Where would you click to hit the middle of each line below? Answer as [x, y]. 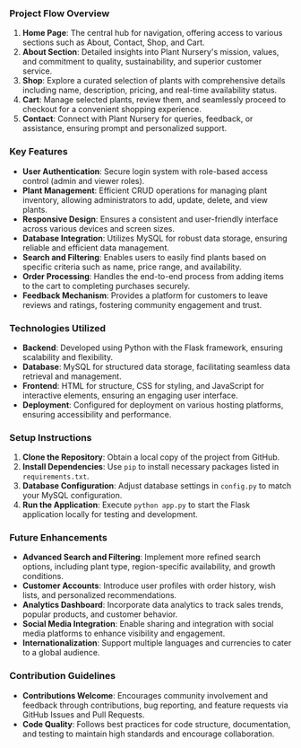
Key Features [39, 152]
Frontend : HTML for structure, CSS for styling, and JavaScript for [143, 385]
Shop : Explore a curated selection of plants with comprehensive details [154, 81]
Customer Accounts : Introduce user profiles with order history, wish [149, 585]
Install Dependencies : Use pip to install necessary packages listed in [150, 467]
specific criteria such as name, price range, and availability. [132, 267]
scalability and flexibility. [68, 356]
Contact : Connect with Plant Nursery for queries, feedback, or [138, 119]
